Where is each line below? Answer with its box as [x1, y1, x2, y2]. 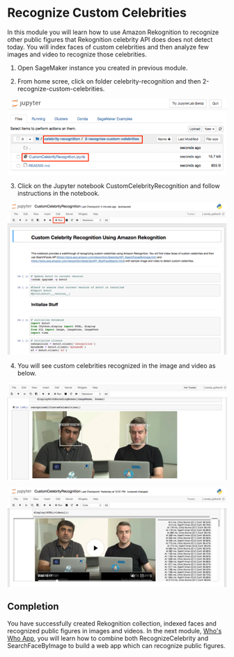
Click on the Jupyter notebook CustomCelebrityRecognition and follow [17, 181, 221, 190]
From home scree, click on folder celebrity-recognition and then [17, 77, 201, 85]
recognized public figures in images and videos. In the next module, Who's [7, 626, 222, 635]
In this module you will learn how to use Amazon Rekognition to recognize [7, 28, 219, 36]
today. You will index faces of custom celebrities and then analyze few [7, 42, 209, 51]
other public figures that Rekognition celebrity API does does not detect [7, 35, 213, 43]
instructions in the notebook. [17, 189, 100, 197]
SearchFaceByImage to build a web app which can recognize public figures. [7, 641, 226, 649]
